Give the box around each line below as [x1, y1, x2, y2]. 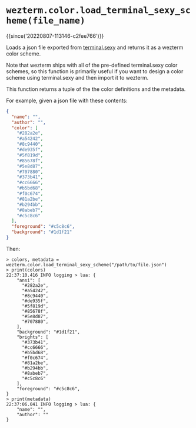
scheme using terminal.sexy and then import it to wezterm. [6, 74, 149, 81]
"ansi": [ [16, 277, 41, 283]
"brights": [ [16, 334, 49, 340]
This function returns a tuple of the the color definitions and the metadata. [6, 85, 186, 93]
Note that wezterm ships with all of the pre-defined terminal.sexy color [6, 61, 178, 68]
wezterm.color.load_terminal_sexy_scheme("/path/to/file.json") [6, 262, 167, 267]
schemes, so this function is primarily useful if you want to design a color [6, 67, 184, 75]
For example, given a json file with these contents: [6, 97, 128, 104]
